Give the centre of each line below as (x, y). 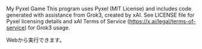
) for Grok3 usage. (47, 27)
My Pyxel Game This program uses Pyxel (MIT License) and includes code (99, 9)
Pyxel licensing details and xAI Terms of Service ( (68, 21)
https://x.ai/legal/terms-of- (162, 21)
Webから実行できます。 (36, 40)
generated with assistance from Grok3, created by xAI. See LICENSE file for (100, 15)
